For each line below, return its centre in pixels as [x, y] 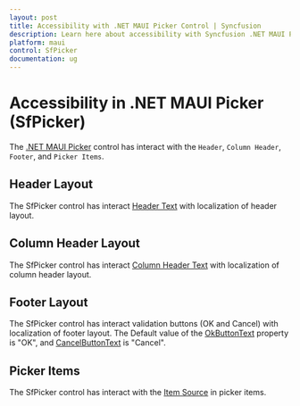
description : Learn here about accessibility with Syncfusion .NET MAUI [147, 34]
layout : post [33, 17]
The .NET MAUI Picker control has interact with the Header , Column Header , [145, 146]
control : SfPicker [43, 51]
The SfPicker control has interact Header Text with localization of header [143, 205]
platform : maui [37, 42]
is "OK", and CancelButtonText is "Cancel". [88, 343]
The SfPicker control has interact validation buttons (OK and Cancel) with [144, 324]
